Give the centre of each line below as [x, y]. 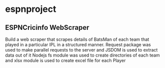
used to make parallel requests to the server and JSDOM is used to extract [82, 50]
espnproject [31, 9]
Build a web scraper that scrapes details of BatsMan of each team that [77, 39]
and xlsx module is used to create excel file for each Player [65, 60]
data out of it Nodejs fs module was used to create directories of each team [82, 55]
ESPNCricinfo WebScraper [47, 28]
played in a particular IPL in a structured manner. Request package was [78, 45]
